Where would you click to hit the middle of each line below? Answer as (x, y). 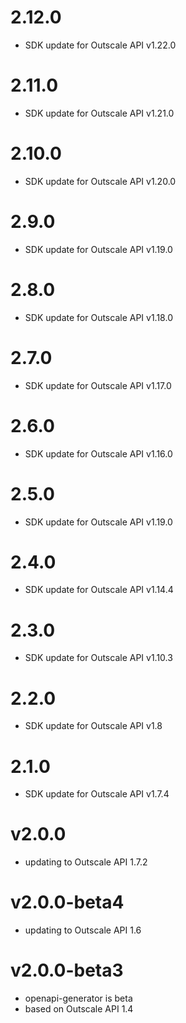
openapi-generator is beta (78, 998)
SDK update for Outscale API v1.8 (93, 726)
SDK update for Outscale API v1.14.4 (99, 590)
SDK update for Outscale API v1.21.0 (99, 113)
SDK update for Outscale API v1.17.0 (98, 385)
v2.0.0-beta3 (67, 970)
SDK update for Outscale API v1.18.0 (98, 317)
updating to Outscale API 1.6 (83, 930)
